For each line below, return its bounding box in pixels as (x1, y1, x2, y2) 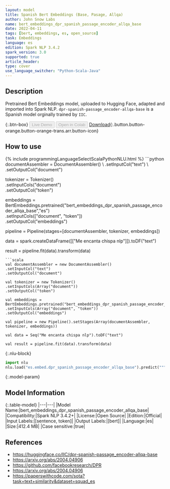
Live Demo (32, 122, 52, 127)
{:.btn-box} (5, 121, 29, 127)
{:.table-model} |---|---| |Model (5, 402, 71, 408)
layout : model (5, 7, 35, 13)
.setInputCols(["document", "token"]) (5, 213, 82, 219)
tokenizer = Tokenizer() (5, 176, 54, 182)
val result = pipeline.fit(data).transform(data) (5, 341, 112, 347)
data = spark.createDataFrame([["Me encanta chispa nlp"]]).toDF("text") (5, 238, 157, 244)
